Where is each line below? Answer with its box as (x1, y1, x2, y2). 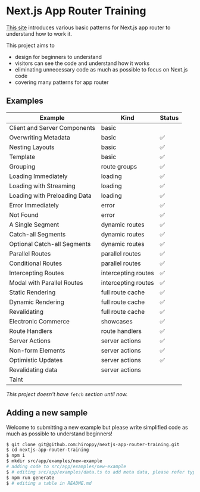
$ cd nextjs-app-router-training (6, 447, 89, 453)
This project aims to (6, 42, 55, 49)
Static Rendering (9, 288, 56, 296)
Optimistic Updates (9, 356, 63, 364)
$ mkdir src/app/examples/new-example (6, 458, 102, 464)
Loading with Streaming (9, 182, 76, 190)
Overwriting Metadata (9, 133, 70, 141)
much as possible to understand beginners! (6, 430, 113, 437)
